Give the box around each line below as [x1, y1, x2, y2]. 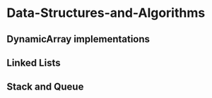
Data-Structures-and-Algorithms [6, 5, 206, 21]
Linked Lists [6, 56, 61, 68]
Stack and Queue [6, 81, 84, 93]
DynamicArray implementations [6, 33, 150, 45]
